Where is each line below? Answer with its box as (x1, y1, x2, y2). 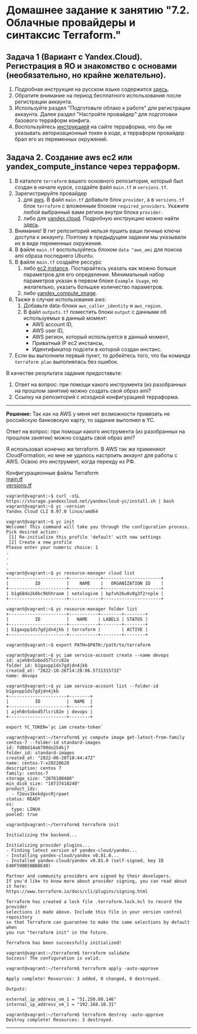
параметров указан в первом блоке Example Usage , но (23, 277, 158, 284)
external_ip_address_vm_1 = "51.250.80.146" (6, 996, 117, 1002)
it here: (6, 883, 28, 889)
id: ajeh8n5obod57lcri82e (6, 657, 69, 663)
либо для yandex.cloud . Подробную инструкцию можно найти (23, 215, 179, 222)
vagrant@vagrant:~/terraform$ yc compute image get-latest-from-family (6, 734, 185, 740)
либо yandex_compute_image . (23, 289, 98, 296)
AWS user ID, (32, 327, 64, 334)
